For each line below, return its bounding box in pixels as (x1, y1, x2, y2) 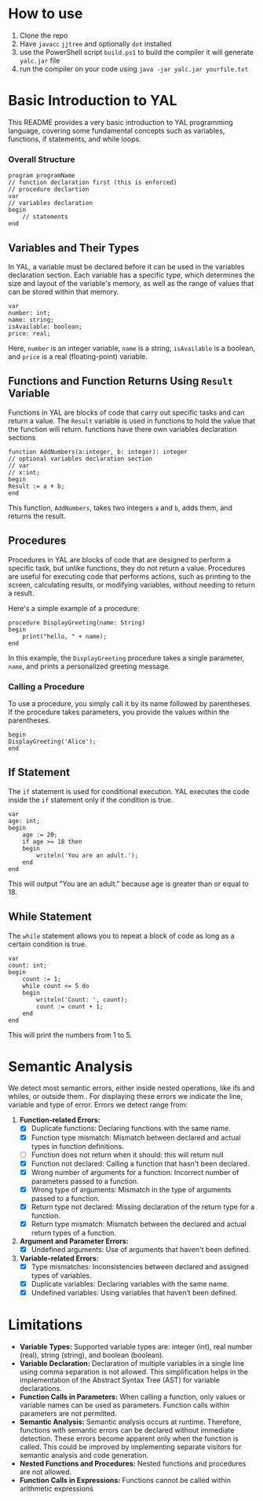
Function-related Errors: (19, 1115, 100, 1125)
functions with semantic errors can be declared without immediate (19, 1426, 235, 1435)
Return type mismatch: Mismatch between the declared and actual (31, 1219, 247, 1228)
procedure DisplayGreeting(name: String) (8, 618, 146, 627)
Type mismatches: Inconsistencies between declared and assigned (31, 1262, 249, 1272)
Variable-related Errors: (19, 1254, 100, 1263)
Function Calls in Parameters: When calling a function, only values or (19, 1392, 246, 1402)
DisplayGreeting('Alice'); (8, 738, 97, 745)
